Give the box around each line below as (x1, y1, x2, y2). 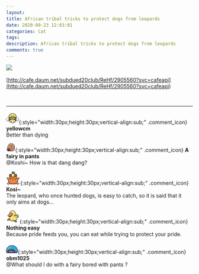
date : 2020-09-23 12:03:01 (6, 22, 73, 28)
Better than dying (6, 131, 49, 138)
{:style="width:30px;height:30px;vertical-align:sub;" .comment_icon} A (15, 146, 190, 154)
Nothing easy (6, 224, 40, 231)
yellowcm (6, 125, 31, 132)
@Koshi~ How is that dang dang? (6, 159, 88, 166)
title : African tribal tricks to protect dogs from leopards (6, 15, 161, 22)
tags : (6, 34, 20, 41)
